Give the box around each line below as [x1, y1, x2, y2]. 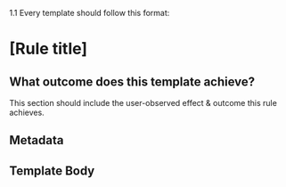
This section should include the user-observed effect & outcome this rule [9, 98, 278, 108]
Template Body [9, 163, 95, 178]
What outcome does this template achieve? [9, 74, 256, 89]
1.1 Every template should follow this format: [9, 8, 170, 18]
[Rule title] [9, 39, 87, 59]
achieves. [9, 107, 45, 118]
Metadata [9, 133, 64, 148]
